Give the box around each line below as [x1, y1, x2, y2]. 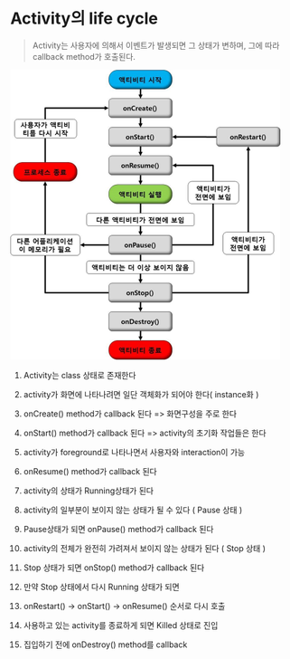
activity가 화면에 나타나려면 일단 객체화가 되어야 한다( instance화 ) [23, 388, 259, 399]
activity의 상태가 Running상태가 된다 [23, 485, 154, 496]
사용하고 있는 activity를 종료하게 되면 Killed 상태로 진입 [23, 619, 219, 630]
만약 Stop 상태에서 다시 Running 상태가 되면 [23, 581, 180, 592]
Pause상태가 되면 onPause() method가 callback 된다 [23, 523, 214, 534]
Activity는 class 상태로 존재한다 [23, 369, 136, 380]
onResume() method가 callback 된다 [23, 465, 157, 476]
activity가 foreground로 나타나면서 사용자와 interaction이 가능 [23, 446, 246, 457]
